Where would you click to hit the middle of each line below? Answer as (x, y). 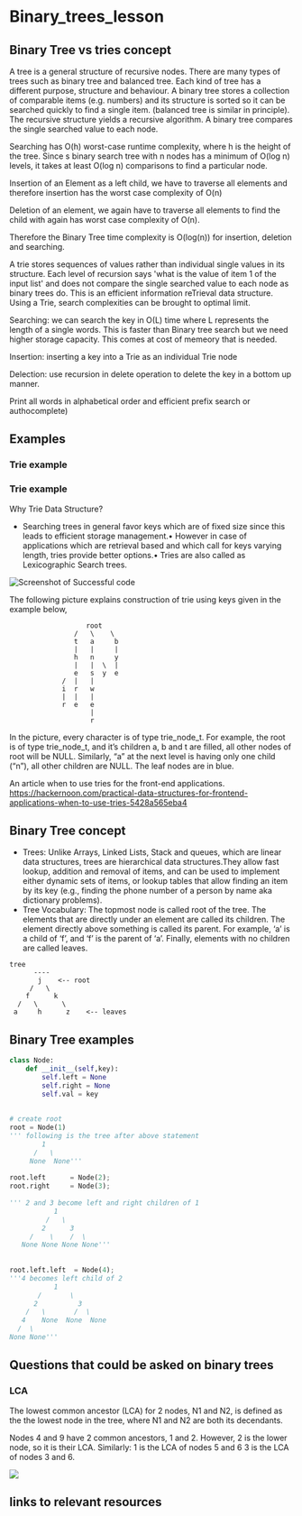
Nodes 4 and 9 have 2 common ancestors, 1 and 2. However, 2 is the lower (148, 1438)
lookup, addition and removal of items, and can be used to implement (151, 871)
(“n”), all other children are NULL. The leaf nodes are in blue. (122, 766)
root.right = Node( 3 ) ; (60, 1186)
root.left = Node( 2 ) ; (60, 1178)
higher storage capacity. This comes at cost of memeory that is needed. (143, 339)
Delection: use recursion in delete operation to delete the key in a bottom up (151, 374)
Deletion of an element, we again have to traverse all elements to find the (145, 210)
